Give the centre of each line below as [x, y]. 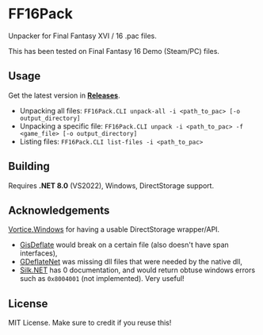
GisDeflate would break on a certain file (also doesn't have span [124, 245]
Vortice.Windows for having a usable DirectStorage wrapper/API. [114, 229]
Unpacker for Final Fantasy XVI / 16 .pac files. [82, 36]
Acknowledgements [59, 210]
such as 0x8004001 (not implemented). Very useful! [102, 279]
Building [29, 166]
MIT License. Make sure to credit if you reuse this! [90, 323]
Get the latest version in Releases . [64, 95]
